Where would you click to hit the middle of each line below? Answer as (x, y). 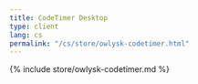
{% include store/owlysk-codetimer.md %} (90, 69)
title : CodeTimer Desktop (58, 18)
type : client (34, 26)
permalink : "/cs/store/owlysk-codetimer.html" (99, 43)
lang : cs (26, 35)
